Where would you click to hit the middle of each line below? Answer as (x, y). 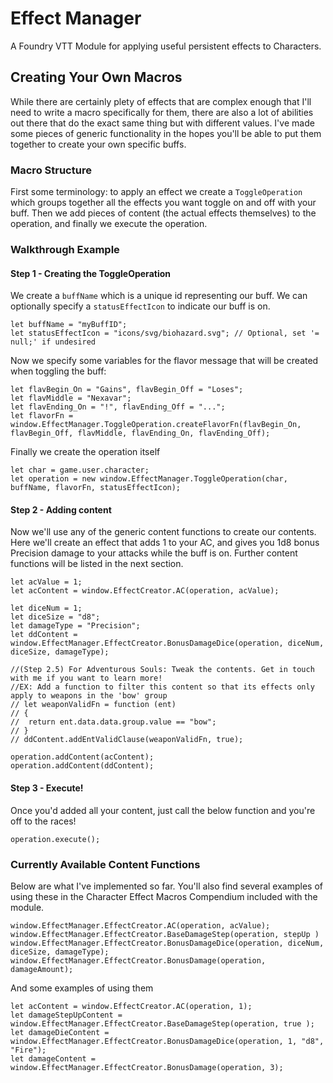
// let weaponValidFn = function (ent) (93, 705)
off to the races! (43, 821)
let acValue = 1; (46, 582)
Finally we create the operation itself (85, 452)
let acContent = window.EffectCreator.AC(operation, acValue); (145, 591)
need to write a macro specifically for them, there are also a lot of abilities (162, 112)
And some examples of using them (82, 988)
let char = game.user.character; (80, 470)
